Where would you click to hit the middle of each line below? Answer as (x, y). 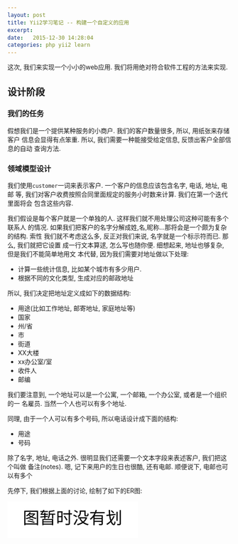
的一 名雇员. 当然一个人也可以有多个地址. (67, 404)
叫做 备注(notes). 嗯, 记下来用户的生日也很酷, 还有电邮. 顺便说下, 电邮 (114, 467)
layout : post (27, 15)
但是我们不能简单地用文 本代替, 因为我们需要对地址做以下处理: (98, 254)
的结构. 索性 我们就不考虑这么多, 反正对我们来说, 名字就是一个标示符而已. (114, 236)
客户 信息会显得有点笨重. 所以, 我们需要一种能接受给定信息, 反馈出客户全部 (116, 140)
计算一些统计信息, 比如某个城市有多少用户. (80, 269)
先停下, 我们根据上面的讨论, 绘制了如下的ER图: (75, 491)
